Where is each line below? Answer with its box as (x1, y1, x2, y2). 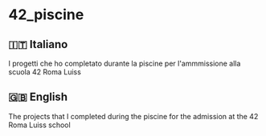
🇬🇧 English (8, 90, 68, 104)
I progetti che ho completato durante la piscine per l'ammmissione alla (8, 58, 241, 68)
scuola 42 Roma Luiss (8, 67, 82, 77)
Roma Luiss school (8, 120, 71, 130)
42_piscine (8, 6, 84, 24)
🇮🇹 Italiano (8, 38, 68, 51)
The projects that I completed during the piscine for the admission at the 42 (8, 111, 259, 121)
